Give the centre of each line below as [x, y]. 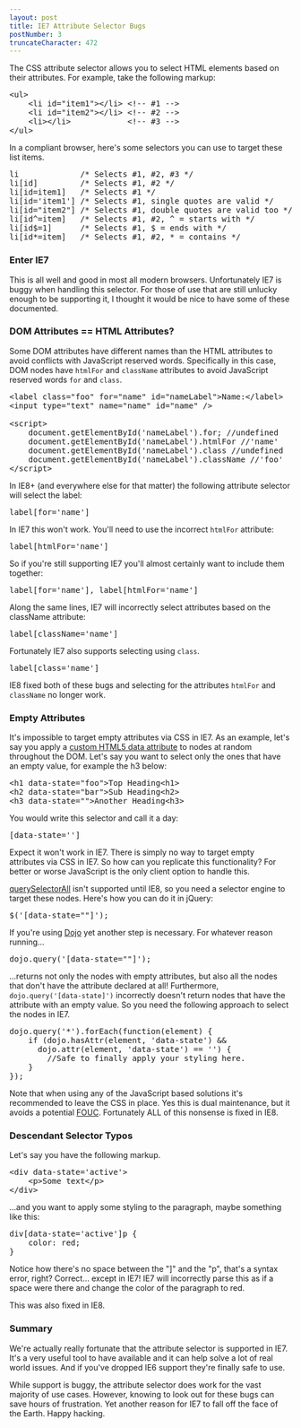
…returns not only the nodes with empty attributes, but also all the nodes [143, 976]
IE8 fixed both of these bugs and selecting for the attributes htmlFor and [142, 685]
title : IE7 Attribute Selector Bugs [77, 26]
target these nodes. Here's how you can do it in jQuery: [111, 899]
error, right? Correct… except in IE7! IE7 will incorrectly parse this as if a [142, 1278]
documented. [34, 308]
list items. [27, 157]
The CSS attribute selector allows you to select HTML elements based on [144, 68]
